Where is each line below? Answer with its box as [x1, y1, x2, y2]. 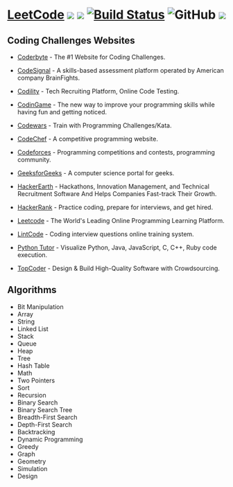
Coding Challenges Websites [7, 35, 135, 46]
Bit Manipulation [17, 302, 64, 311]
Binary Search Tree [17, 405, 73, 414]
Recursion [17, 391, 46, 399]
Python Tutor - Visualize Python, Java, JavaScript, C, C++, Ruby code [17, 243, 217, 251]
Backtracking [17, 427, 55, 436]
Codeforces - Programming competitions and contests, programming [17, 148, 215, 156]
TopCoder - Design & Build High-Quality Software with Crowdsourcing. [17, 264, 221, 272]
